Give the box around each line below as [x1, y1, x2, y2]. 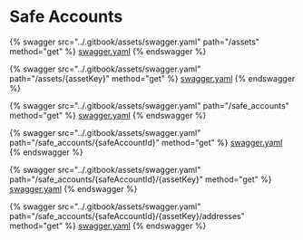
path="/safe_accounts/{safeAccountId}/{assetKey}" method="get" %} [9, 174, 272, 185]
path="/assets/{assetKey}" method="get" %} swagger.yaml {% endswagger [9, 72, 296, 83]
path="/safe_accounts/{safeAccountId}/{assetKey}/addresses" [9, 210, 245, 221]
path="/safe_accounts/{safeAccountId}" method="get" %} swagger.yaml [9, 137, 283, 148]
